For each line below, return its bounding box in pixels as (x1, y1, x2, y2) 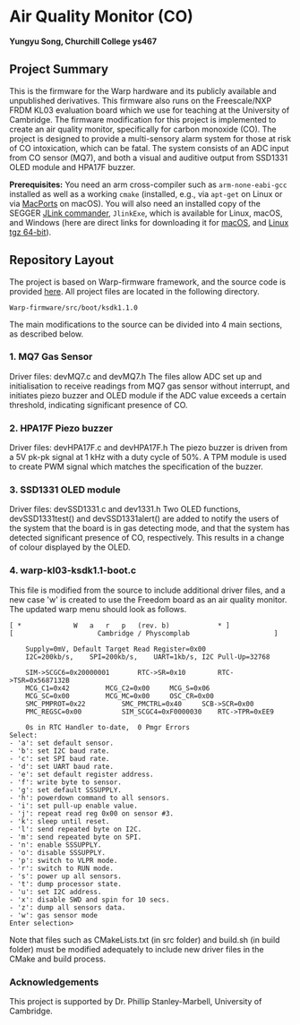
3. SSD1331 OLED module (9, 483, 121, 496)
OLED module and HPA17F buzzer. (9, 161, 136, 172)
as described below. (9, 329, 84, 339)
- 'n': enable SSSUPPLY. (9, 840, 102, 850)
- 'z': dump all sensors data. (9, 902, 126, 912)
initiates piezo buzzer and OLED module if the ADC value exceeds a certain (9, 389, 287, 400)
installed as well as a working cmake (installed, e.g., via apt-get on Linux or (9, 188, 283, 199)
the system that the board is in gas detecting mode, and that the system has (9, 523, 290, 534)
